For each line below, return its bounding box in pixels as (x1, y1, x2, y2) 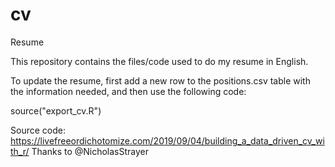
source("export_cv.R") (10, 104, 102, 117)
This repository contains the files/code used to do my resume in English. (10, 55, 309, 67)
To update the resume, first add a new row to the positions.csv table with (10, 74, 311, 87)
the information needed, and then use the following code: (10, 85, 247, 97)
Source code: (10, 124, 66, 136)
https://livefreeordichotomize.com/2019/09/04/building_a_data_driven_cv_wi (10, 134, 325, 147)
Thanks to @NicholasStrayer (31, 145, 150, 157)
